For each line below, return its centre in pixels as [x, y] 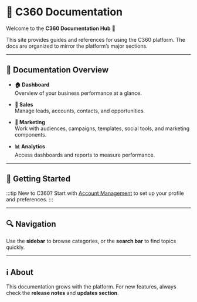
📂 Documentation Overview [57, 70]
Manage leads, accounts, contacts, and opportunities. [80, 111]
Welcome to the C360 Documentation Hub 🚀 [61, 28]
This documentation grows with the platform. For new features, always [91, 287]
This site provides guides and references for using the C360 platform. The [96, 39]
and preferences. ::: [30, 199]
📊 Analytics [30, 146]
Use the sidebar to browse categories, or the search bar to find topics [91, 241]
